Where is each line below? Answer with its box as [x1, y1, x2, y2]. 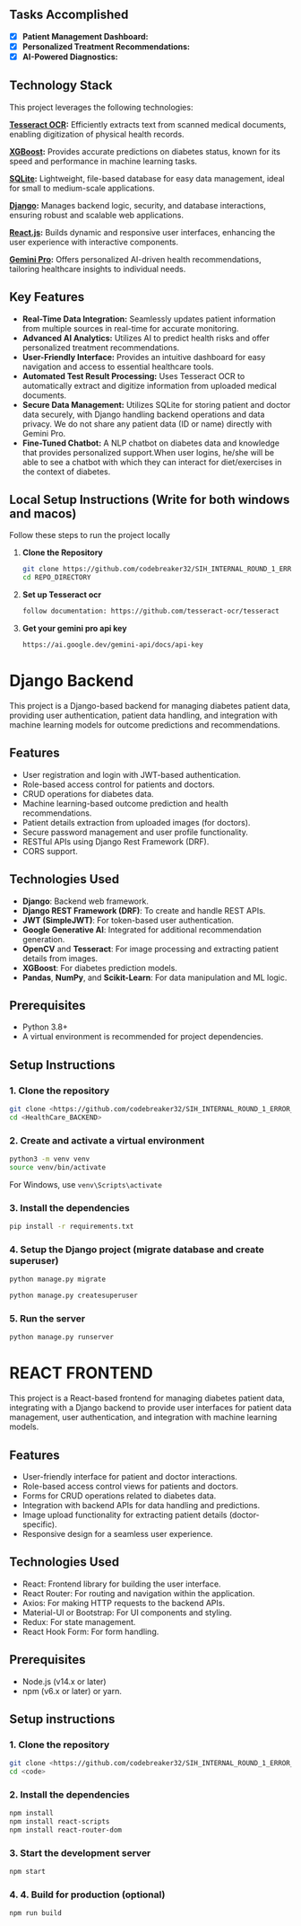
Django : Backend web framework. [21, 896, 150, 906]
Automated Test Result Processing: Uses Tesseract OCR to [21, 370, 245, 381]
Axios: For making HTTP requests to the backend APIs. [21, 1597, 226, 1608]
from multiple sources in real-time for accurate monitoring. [21, 322, 239, 333]
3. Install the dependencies [9, 1201, 130, 1214]
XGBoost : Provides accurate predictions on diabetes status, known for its [9, 146, 280, 156]
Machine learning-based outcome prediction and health [21, 798, 228, 808]
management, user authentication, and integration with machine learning [9, 1412, 278, 1423]
